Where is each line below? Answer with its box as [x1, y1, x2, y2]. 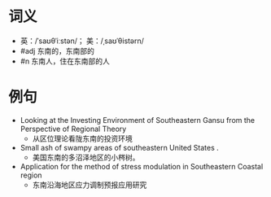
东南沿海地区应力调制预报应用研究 [32, 180, 147, 190]
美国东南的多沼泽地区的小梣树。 [32, 152, 140, 162]
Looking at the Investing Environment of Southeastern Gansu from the [20, 115, 256, 125]
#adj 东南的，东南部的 [20, 46, 95, 55]
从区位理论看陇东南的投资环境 [32, 134, 133, 143]
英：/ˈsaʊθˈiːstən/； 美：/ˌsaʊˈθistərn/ [20, 36, 144, 46]
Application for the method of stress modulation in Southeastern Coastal [20, 161, 264, 171]
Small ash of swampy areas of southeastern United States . [20, 142, 220, 152]
